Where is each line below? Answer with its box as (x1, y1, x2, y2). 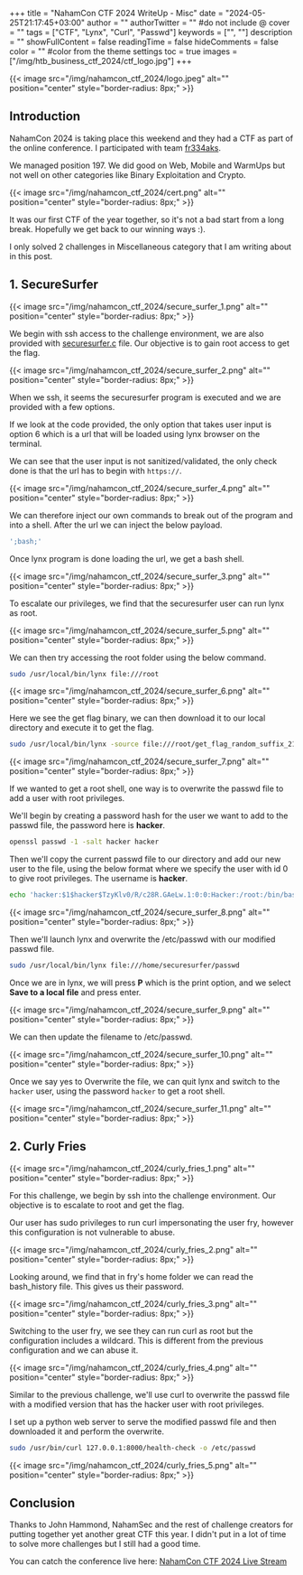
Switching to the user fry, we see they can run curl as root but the (9, 1325, 253, 1336)
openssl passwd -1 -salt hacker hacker (9, 837, 160, 847)
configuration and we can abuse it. (9, 1345, 139, 1356)
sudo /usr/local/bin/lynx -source (9, 740, 140, 749)
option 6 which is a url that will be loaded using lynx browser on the (9, 428, 261, 439)
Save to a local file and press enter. (9, 986, 142, 997)
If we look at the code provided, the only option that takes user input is (9, 419, 272, 430)
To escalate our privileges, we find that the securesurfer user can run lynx (9, 598, 285, 609)
